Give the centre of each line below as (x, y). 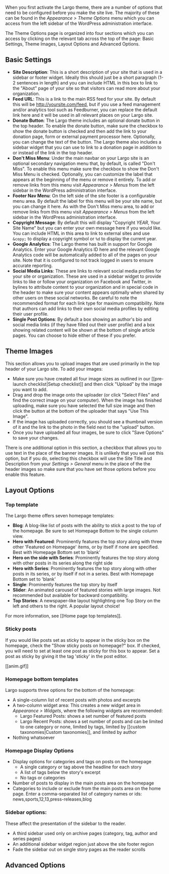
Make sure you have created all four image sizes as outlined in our (81, 378)
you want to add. (30, 389)
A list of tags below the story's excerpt (60, 772)
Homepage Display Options (40, 751)
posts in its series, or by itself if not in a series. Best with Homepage (83, 574)
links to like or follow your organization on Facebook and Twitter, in (82, 281)
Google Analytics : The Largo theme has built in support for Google (82, 244)
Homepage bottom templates (42, 679)
